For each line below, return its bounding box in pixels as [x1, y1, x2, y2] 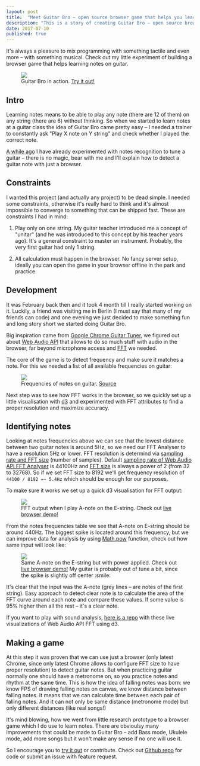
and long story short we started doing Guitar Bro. [6, 320, 127, 327]
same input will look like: [6, 542, 67, 549]
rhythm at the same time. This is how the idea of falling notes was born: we [6, 679, 190, 686]
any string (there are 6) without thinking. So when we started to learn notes [6, 117, 190, 124]
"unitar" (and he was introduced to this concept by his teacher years [14, 231, 183, 238]
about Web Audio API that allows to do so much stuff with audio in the [6, 338, 177, 345]
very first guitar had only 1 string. [14, 243, 96, 251]
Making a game [6, 637, 64, 648]
